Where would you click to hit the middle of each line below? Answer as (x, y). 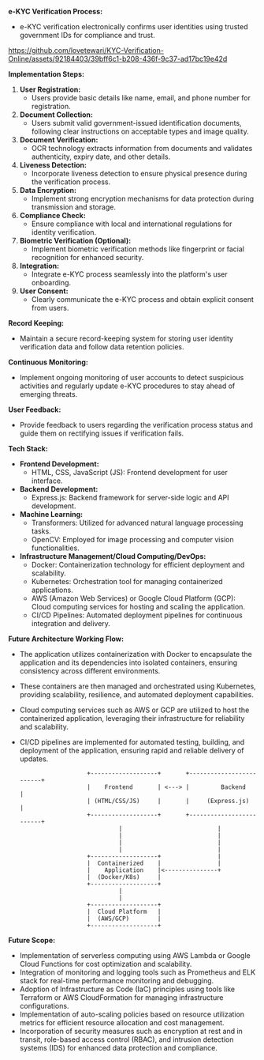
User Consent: (44, 291)
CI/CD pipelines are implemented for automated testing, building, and (132, 742)
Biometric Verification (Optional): (75, 241)
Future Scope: (32, 940)
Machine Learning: (51, 514)
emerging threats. (48, 394)
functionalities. (56, 548)
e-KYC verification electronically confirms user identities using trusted (134, 26)
